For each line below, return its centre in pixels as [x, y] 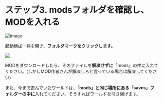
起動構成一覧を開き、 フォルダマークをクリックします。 [60, 46]
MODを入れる [32, 22]
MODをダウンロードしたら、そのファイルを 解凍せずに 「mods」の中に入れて [82, 65]
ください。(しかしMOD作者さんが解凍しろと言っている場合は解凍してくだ [79, 71]
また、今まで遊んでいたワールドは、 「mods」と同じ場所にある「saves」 [78, 87]
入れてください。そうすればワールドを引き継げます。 [88, 94]
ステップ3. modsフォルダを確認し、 [77, 10]
